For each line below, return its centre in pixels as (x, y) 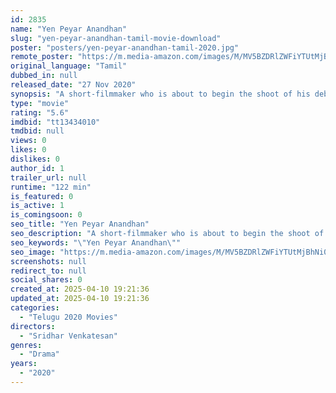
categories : (35, 308)
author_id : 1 (37, 168)
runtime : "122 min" (51, 187)
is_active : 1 (37, 206)
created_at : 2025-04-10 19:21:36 (80, 289)
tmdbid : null (37, 131)
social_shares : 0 (46, 280)
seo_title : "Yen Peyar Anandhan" (80, 224)
